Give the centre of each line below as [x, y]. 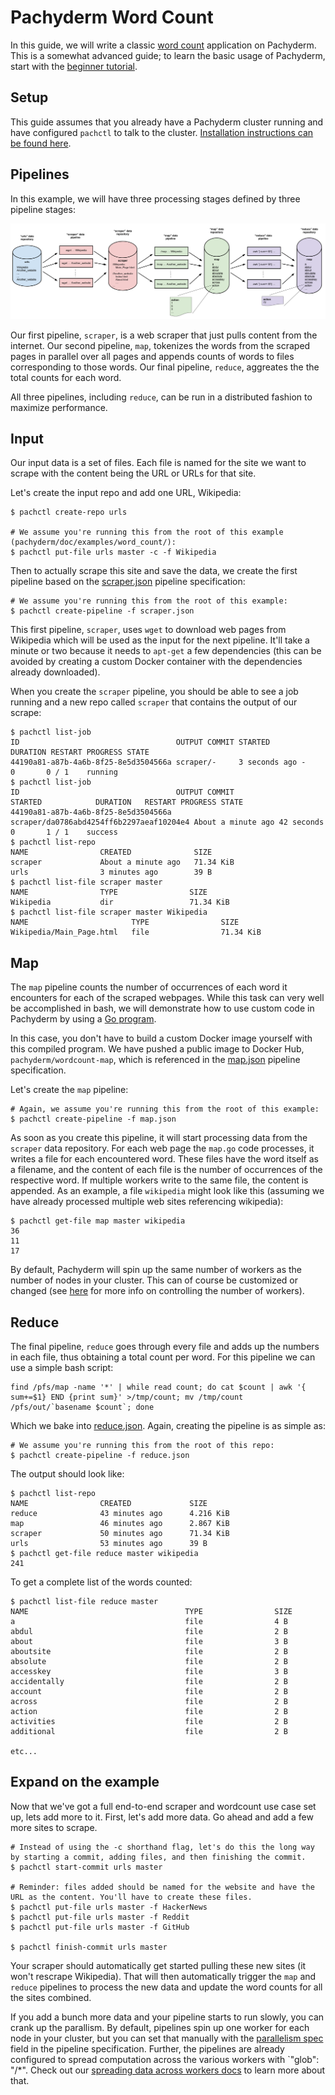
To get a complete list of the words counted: [101, 1582]
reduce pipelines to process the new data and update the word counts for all [166, 1987]
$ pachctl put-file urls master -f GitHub [100, 1927]
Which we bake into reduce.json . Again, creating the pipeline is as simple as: [168, 1426]
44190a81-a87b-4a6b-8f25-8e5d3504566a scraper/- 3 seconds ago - [158, 762]
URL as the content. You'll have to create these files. [131, 1897]
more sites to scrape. [54, 1827]
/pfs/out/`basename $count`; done [82, 1407]
